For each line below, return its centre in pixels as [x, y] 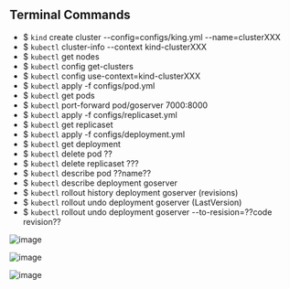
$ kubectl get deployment [72, 144]
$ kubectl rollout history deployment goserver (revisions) [130, 192]
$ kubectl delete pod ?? [67, 154]
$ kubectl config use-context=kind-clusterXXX [112, 76]
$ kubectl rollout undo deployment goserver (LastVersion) [132, 202]
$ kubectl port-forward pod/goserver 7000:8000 [115, 105]
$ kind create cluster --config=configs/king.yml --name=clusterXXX [151, 37]
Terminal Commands [70, 15]
